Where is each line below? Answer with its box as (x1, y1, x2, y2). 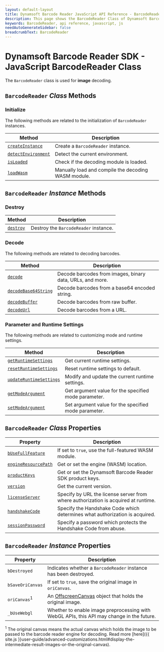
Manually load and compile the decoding (55, 166, 148, 173)
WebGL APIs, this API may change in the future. (47, 612, 156, 619)
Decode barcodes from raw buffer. (57, 298, 137, 305)
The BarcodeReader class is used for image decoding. (5, 77, 112, 83)
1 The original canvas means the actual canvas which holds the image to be (5, 625, 157, 632)
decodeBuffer (7, 299, 38, 305)
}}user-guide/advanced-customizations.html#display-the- (18, 636, 135, 642)
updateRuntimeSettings (7, 377, 60, 382)
